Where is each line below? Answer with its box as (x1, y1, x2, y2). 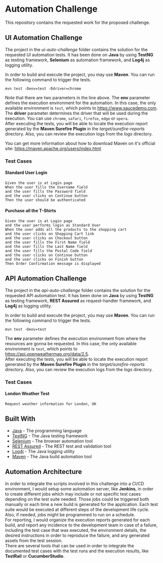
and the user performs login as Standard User (5, 223, 101, 228)
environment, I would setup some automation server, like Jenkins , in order (5, 486, 154, 491)
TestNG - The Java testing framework (12, 432, 88, 439)
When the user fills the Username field (5, 185, 88, 189)
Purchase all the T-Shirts (5, 208, 56, 214)
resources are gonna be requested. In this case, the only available (5, 340, 137, 346)
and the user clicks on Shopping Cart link (5, 231, 95, 237)
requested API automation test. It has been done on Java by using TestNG (5, 292, 154, 298)
